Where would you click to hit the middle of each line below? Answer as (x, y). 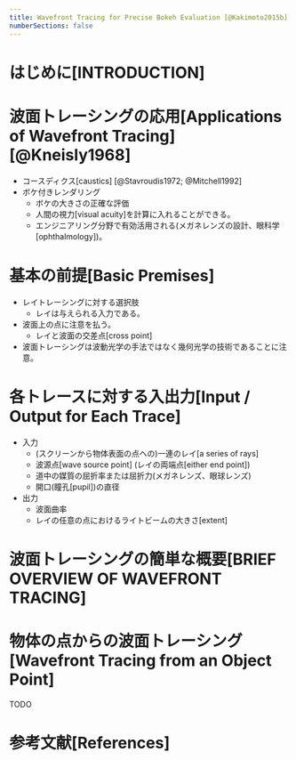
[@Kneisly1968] (70, 154)
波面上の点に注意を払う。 (68, 324)
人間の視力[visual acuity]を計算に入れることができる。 (135, 214)
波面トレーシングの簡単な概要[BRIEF (143, 559)
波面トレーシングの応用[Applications (146, 116)
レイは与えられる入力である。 (90, 313)
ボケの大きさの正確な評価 (82, 203)
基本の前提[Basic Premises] (112, 275)
